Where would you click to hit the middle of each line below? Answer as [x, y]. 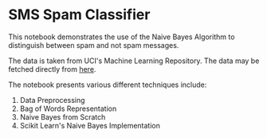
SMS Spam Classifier [79, 15]
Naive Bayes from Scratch [63, 116]
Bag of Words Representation [68, 108]
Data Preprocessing [52, 100]
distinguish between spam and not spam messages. [94, 45]
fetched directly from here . [52, 69]
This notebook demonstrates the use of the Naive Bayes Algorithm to [122, 37]
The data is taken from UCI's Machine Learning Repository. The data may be [134, 61]
